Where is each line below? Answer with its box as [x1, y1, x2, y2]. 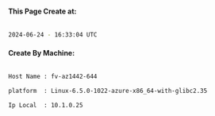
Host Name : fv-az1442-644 [8, 72, 98, 81]
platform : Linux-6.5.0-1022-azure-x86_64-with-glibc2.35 [8, 87, 208, 95]
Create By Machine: [8, 48, 75, 57]
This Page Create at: [8, 6, 77, 16]
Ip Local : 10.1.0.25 [8, 102, 83, 110]
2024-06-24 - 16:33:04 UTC [8, 31, 98, 39]
